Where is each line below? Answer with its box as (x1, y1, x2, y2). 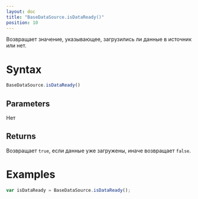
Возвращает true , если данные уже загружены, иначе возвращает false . (6, 147, 191, 154)
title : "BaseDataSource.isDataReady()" (6, 14, 105, 20)
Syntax (6, 63, 42, 76)
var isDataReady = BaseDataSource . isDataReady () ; (6, 187, 131, 193)
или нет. (6, 42, 27, 49)
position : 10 (6, 19, 38, 25)
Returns (6, 131, 37, 142)
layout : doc (6, 8, 35, 15)
